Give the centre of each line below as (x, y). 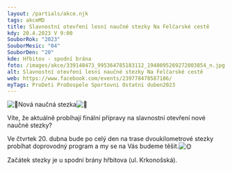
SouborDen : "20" (31, 53)
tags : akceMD (26, 20)
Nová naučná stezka (48, 104)
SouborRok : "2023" (34, 40)
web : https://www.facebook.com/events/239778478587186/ (90, 78)
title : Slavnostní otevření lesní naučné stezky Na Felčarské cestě (108, 26)
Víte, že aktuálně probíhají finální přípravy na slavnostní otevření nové (107, 118)
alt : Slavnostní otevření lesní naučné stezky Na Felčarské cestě (105, 72)
